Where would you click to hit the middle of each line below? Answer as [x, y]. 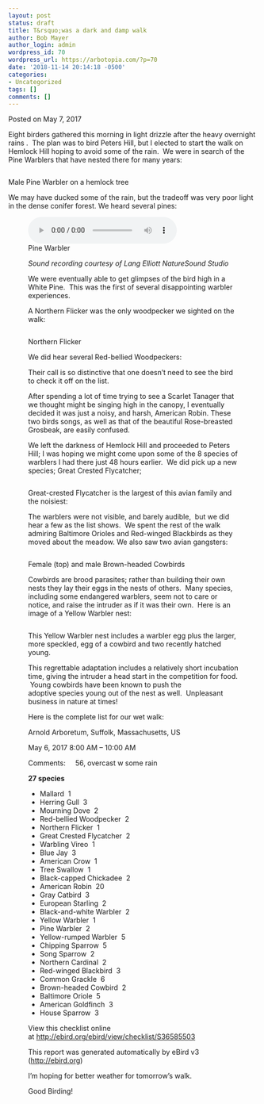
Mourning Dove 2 [69, 811]
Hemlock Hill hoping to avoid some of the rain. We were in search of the [126, 151]
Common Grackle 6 [72, 979]
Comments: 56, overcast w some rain [93, 763]
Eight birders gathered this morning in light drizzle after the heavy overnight [132, 135]
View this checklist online [69, 1029]
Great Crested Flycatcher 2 [85, 836]
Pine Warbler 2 [65, 929]
